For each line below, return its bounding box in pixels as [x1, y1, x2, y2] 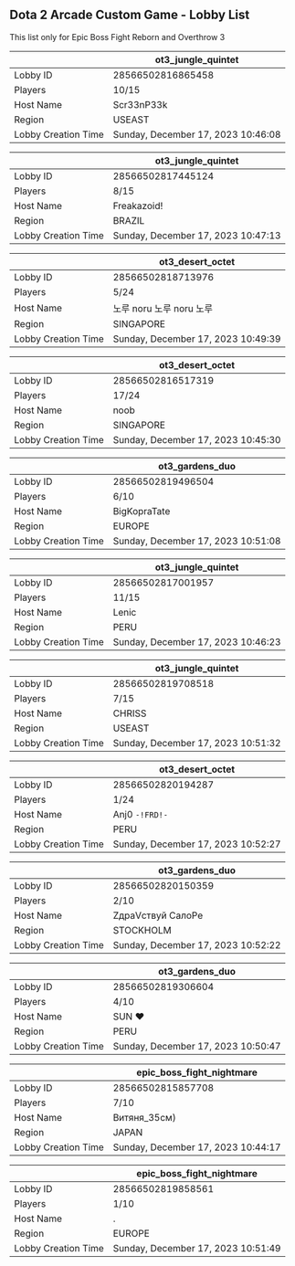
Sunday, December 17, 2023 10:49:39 [112, 332, 281, 345]
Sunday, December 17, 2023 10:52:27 [112, 838, 281, 850]
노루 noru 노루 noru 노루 [112, 301, 213, 314]
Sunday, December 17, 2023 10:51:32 [112, 736, 281, 749]
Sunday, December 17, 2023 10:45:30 [112, 433, 281, 446]
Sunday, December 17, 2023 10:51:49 [112, 1241, 281, 1254]
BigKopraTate [112, 504, 171, 517]
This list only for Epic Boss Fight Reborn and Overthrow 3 [9, 31, 226, 42]
